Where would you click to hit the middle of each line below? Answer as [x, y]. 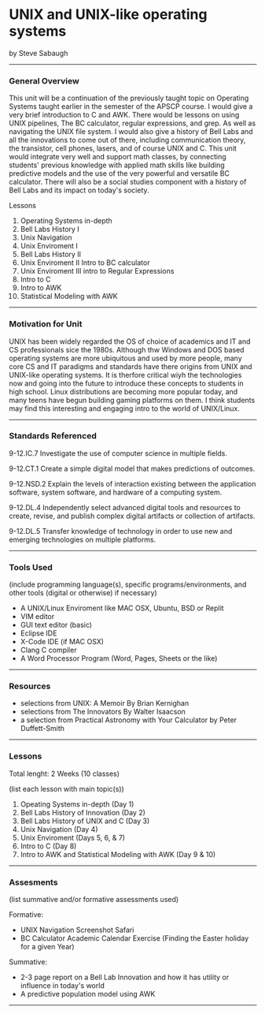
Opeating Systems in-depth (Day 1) [77, 804]
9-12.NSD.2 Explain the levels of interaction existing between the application [132, 483]
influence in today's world [62, 986]
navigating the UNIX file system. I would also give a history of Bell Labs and [131, 132]
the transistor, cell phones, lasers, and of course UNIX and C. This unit [123, 148]
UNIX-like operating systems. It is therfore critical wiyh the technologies [125, 375]
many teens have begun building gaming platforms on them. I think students [132, 400]
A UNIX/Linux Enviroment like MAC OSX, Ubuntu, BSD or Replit [122, 608]
